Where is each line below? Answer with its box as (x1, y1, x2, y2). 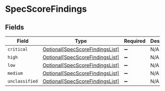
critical (7, 47, 28, 52)
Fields (5, 23, 25, 31)
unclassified (7, 79, 38, 84)
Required (124, 38, 146, 44)
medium (7, 70, 23, 76)
